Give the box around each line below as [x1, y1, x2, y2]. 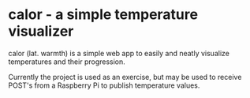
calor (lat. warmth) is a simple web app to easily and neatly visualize [8, 48, 230, 58]
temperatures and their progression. [8, 57, 126, 66]
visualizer [8, 22, 74, 40]
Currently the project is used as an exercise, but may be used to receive [8, 72, 242, 81]
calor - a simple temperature [8, 6, 199, 24]
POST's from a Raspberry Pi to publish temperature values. [8, 81, 200, 90]
